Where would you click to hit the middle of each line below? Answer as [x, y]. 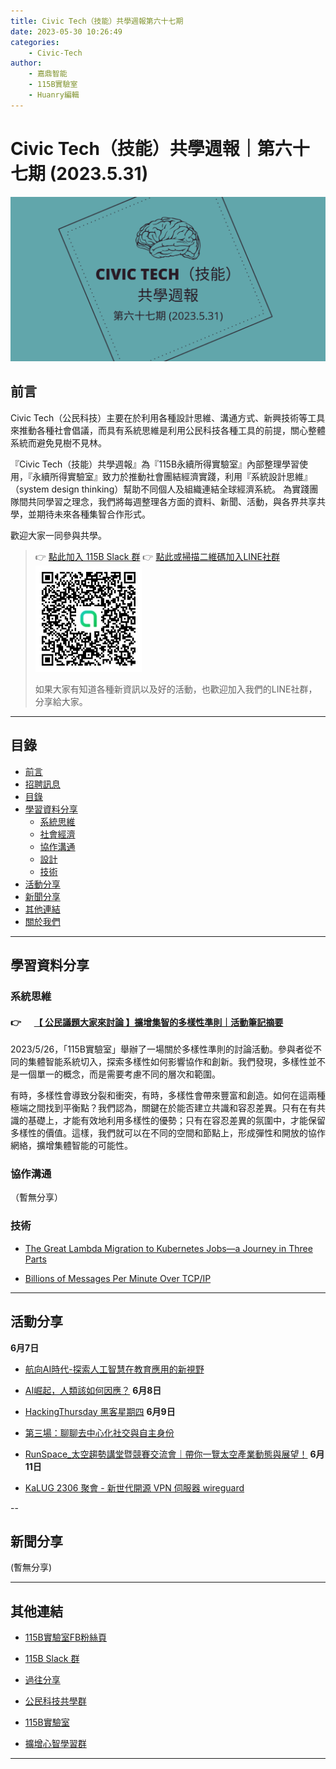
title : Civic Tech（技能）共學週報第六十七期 [97, 21]
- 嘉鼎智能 [48, 74]
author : [26, 63]
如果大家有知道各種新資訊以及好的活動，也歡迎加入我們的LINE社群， [176, 689]
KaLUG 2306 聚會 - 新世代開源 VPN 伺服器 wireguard [134, 1487]
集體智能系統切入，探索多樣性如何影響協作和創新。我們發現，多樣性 [167, 1062]
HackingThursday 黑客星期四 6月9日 [100, 1411]
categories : [35, 42]
